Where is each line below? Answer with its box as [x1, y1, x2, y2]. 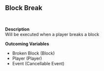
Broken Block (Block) [12, 50, 55, 56]
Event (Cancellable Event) [12, 60, 65, 66]
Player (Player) [12, 55, 42, 61]
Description [5, 26, 30, 32]
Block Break [5, 4, 43, 12]
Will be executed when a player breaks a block [5, 31, 100, 37]
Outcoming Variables [5, 41, 50, 47]
